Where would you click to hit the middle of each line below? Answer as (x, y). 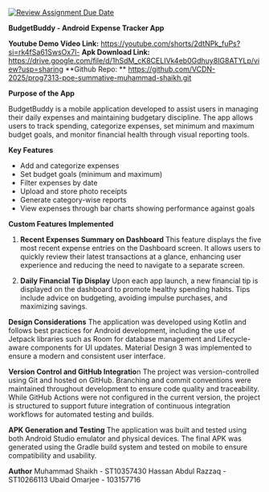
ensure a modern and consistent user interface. (87, 356)
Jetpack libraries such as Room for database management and (112, 339)
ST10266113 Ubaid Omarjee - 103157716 (75, 480)
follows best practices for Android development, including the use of (122, 330)
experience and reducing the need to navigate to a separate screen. (132, 265)
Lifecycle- (234, 339)
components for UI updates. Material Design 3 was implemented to (141, 347)
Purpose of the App (41, 93)
